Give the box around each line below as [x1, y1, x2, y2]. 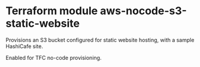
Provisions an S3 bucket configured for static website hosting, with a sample [5, 36, 195, 43]
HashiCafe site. [5, 43, 43, 50]
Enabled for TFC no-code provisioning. [5, 54, 102, 61]
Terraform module [5, 4, 98, 18]
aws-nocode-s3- [100, 4, 187, 18]
